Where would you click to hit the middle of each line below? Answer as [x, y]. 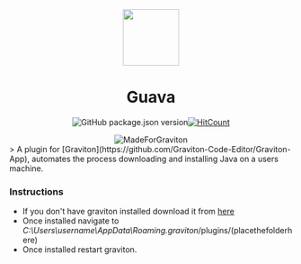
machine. [27, 168]
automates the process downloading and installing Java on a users [155, 159]
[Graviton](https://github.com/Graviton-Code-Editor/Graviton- [176, 149]
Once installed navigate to [71, 221]
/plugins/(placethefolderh [245, 231]
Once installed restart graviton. [80, 250]
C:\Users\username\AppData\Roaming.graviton [111, 231]
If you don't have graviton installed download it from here [128, 212]
